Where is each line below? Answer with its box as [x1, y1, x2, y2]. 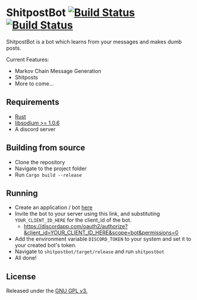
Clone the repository [14, 158, 65, 165]
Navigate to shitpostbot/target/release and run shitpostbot [14, 248, 165, 255]
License [6, 272, 36, 282]
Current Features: [6, 56, 49, 63]
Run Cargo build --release [14, 171, 82, 178]
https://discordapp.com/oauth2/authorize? [23, 223, 128, 230]
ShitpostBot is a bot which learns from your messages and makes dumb [6, 38, 182, 45]
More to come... [14, 80, 54, 87]
